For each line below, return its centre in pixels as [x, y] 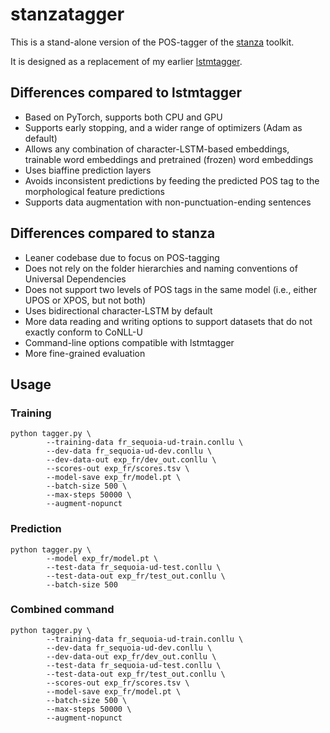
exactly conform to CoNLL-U [83, 332]
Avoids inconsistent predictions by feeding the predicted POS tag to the [172, 180]
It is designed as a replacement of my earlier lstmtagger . [126, 61]
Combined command [62, 610]
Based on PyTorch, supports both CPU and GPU [123, 117]
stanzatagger [67, 14]
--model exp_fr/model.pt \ [102, 558]
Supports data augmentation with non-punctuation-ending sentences [168, 202]
